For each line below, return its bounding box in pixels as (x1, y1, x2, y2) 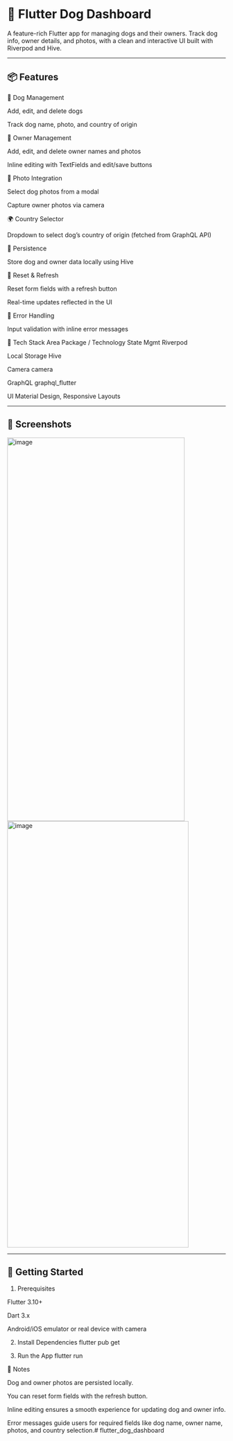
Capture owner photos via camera (7, 200, 105, 209)
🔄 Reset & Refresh (7, 270, 59, 279)
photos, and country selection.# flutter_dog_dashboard (7, 1426, 164, 1435)
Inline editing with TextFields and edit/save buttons (7, 160, 153, 169)
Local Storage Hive (7, 352, 62, 360)
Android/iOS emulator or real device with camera (7, 1324, 147, 1334)
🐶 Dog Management (7, 93, 64, 101)
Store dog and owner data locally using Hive (7, 257, 134, 266)
